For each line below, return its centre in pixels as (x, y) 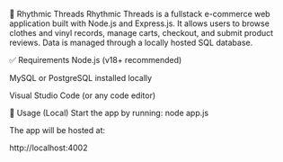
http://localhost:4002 (49, 148)
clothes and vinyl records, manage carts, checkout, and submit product (141, 33)
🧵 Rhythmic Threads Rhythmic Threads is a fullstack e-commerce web (140, 14)
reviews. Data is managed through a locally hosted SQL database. (131, 42)
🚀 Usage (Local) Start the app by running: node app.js (109, 113)
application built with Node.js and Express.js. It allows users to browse (139, 23)
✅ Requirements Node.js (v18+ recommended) (96, 60)
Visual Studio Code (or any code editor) (83, 95)
